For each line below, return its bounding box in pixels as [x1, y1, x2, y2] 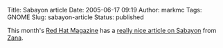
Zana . [7, 34, 24, 42]
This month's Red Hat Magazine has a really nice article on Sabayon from [7, 27, 217, 34]
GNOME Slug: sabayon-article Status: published [7, 13, 144, 21]
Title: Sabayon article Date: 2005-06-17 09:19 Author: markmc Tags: [7, 6, 202, 14]
